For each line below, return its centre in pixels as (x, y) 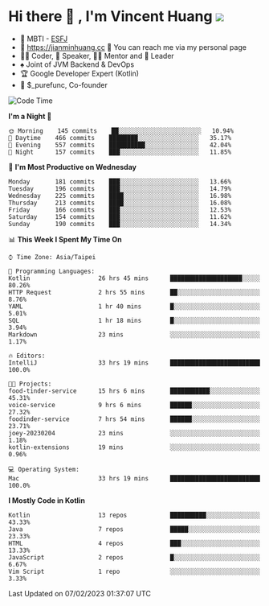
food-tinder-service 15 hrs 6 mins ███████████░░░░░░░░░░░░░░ (134, 391)
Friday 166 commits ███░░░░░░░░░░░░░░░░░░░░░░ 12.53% (120, 210)
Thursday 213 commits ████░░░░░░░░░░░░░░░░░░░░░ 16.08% (120, 203)
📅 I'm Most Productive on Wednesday (72, 167)
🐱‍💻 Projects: (30, 384)
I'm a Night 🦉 (30, 116)
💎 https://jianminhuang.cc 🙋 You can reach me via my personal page (133, 47)
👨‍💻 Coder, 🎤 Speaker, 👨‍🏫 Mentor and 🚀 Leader (97, 56)
